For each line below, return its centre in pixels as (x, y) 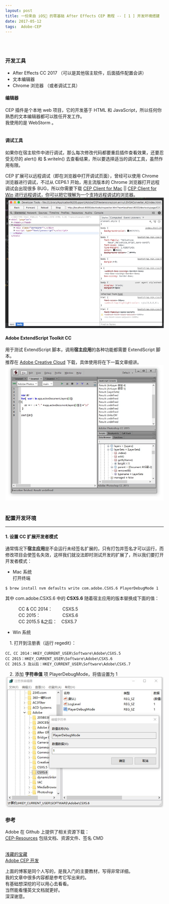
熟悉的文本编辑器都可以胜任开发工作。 (45, 116)
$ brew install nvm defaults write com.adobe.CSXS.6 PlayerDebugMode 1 (82, 588)
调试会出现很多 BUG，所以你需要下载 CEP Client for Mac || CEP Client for (81, 188)
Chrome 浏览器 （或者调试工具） (46, 85)
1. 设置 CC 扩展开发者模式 (31, 536)
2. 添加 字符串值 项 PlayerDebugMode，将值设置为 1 (63, 674)
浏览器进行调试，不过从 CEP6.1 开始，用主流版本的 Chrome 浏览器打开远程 (82, 182)
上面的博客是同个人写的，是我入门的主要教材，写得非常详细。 (69, 871)
